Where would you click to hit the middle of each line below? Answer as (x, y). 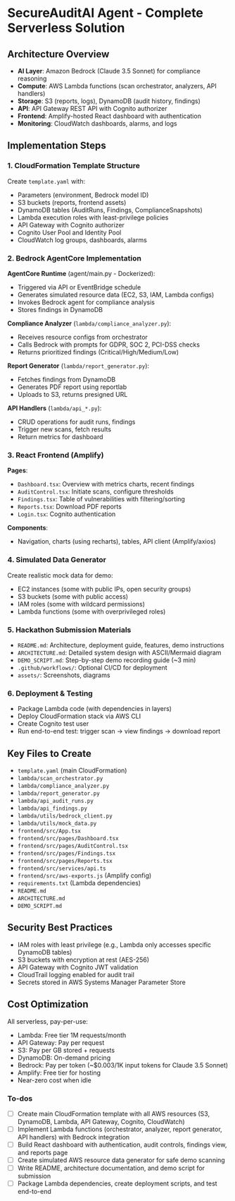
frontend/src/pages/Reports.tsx (65, 861)
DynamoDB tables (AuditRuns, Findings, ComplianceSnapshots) (110, 210)
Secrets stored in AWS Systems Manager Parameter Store (102, 982)
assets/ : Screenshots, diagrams (64, 675)
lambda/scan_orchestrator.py (60, 778)
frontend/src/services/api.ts (62, 868)
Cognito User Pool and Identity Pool (69, 232)
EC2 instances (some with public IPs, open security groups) (104, 589)
